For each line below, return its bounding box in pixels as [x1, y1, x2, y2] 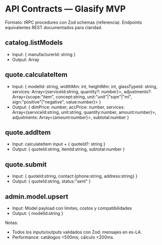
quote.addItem [5, 128, 51, 137]
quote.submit [5, 160, 47, 168]
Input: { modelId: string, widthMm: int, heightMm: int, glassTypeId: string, [12, 83, 158, 89]
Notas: [5, 220, 18, 226]
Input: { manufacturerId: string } [12, 51, 76, 57]
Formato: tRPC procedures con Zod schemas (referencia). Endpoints [5, 19, 142, 25]
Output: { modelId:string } [12, 211, 64, 216]
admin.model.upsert [5, 192, 69, 200]
